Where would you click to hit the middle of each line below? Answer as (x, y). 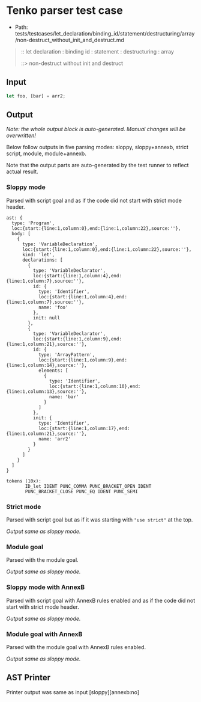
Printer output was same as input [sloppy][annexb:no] (73, 692)
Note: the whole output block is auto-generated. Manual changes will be (96, 129)
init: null (46, 318)
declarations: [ (42, 260)
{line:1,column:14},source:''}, (46, 365)
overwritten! (21, 135)
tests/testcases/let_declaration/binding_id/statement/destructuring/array (105, 33)
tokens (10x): (24, 481)
